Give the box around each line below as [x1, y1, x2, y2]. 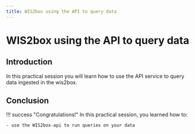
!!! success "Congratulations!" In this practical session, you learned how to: [6, 111, 188, 118]
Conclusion [6, 96, 49, 106]
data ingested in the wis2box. [6, 78, 78, 85]
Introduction [6, 57, 53, 67]
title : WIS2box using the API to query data [6, 8, 117, 15]
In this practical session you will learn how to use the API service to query [6, 73, 185, 80]
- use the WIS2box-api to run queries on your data [6, 122, 135, 129]
